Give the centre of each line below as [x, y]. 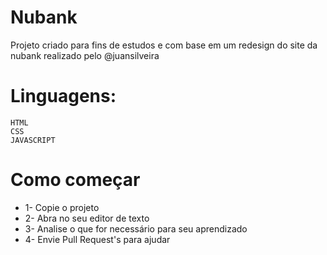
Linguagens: [63, 96]
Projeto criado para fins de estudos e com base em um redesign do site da [164, 45]
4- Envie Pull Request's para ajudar [97, 239]
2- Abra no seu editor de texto [87, 218]
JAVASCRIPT [33, 140]
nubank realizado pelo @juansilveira [85, 55]
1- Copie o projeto [62, 207]
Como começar [75, 180]
